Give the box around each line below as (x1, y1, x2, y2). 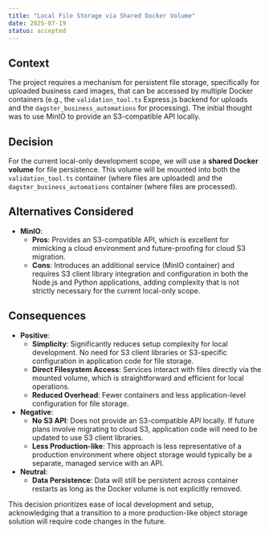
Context (8, 56, 50, 70)
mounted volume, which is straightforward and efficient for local (31, 373, 244, 382)
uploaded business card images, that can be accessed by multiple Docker (8, 86, 253, 96)
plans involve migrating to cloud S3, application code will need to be (31, 424, 258, 434)
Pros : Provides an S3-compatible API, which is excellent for (31, 234, 230, 245)
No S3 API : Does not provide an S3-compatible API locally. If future (31, 415, 255, 425)
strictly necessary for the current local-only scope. (31, 285, 201, 295)
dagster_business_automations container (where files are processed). (8, 182, 238, 191)
